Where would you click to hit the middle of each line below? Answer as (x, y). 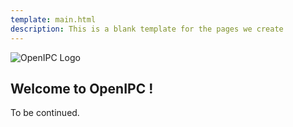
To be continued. (45, 113)
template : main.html (53, 19)
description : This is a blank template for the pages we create (147, 29)
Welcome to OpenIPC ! (82, 88)
